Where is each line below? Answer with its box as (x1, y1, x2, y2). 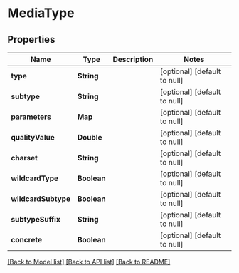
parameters (11, 112, 51, 122)
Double (77, 133, 102, 142)
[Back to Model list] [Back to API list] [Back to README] (7, 258, 171, 266)
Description (112, 55, 154, 64)
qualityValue (11, 133, 55, 142)
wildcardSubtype (11, 194, 71, 204)
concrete (11, 235, 43, 244)
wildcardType (11, 173, 59, 183)
